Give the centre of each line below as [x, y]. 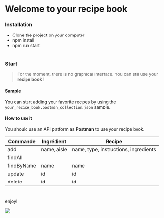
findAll [15, 158]
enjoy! [11, 201]
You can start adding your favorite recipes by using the [61, 102]
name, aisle [54, 150]
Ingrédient [54, 142]
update [16, 174]
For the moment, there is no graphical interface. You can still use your [88, 74]
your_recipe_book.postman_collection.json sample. [58, 107]
